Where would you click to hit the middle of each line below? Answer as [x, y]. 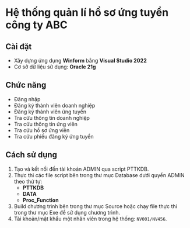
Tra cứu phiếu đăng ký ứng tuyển [54, 136]
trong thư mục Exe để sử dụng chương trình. [67, 212]
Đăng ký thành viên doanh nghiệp [54, 105]
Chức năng [26, 85]
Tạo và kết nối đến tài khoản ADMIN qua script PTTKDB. [81, 169]
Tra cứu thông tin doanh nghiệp [52, 118]
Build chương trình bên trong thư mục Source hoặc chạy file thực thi [95, 206]
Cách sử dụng [31, 155]
